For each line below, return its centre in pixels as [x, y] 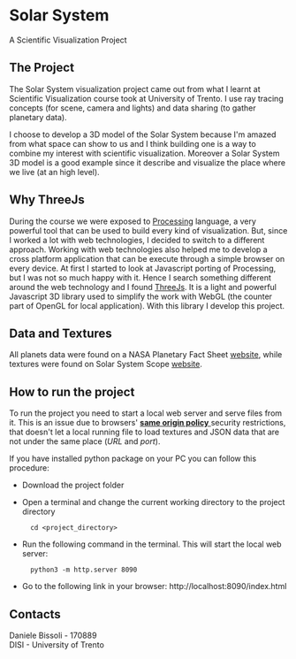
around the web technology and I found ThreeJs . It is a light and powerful [143, 287]
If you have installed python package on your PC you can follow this [133, 459]
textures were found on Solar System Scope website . [106, 364]
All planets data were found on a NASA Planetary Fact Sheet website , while [146, 355]
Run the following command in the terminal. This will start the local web [152, 544]
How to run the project [72, 391]
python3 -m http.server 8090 [84, 570]
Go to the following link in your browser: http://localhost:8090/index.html [154, 586]
